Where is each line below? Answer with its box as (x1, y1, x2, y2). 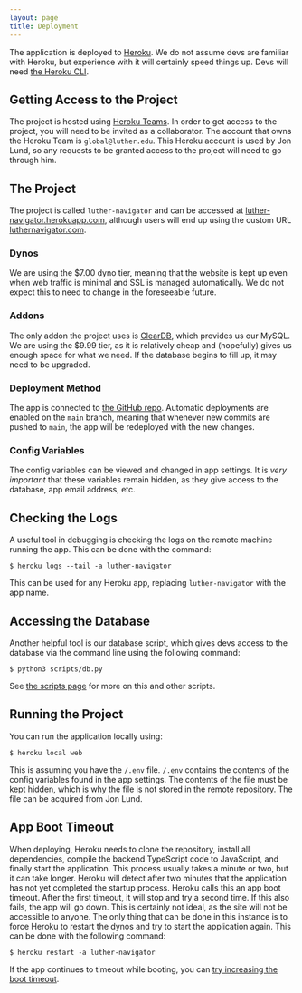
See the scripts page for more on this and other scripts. (9, 680, 216, 691)
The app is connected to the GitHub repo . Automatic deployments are (9, 403, 269, 414)
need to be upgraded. (9, 359, 90, 370)
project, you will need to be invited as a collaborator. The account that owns (9, 126, 292, 137)
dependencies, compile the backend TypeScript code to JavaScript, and (9, 853, 278, 864)
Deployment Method (9, 382, 102, 394)
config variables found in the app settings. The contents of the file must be (9, 774, 288, 784)
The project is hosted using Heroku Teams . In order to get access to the (9, 116, 278, 127)
